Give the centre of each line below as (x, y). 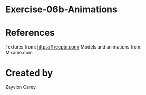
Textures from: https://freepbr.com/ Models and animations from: (74, 47)
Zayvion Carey (21, 87)
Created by (29, 73)
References (30, 33)
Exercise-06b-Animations (62, 9)
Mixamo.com (19, 53)
